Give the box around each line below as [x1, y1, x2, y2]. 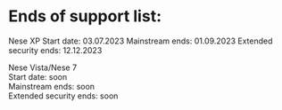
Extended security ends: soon [8, 90, 119, 101]
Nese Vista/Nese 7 [8, 62, 78, 73]
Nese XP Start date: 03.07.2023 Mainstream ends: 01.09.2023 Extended [8, 35, 273, 46]
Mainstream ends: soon [8, 81, 95, 91]
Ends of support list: [8, 6, 162, 27]
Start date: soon [8, 71, 68, 82]
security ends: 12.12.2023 [8, 44, 103, 55]
